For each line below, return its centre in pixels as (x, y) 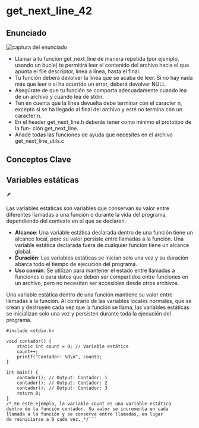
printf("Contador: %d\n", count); (59, 357)
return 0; (29, 393)
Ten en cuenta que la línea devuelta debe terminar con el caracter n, (98, 103)
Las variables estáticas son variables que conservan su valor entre (88, 208)
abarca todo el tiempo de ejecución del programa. (76, 264)
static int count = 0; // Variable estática (73, 346)
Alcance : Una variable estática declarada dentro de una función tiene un (104, 233)
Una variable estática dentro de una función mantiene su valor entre (89, 295)
